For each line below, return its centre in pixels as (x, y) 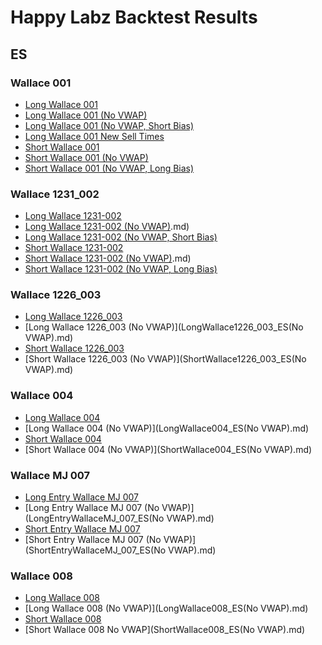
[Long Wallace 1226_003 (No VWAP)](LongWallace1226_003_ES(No (164, 327)
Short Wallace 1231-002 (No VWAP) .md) (108, 258)
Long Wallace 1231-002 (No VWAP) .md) (107, 227)
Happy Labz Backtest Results (134, 17)
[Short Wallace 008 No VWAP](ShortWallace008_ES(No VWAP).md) (165, 630)
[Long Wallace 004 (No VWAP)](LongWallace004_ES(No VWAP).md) (167, 428)
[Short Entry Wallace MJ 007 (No (93, 540)
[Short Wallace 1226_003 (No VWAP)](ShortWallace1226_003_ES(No (165, 359)
